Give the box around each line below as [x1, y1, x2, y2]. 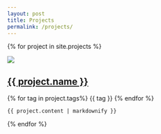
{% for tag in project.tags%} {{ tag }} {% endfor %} [7, 94, 155, 103]
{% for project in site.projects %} [7, 43, 102, 51]
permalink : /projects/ [7, 23, 73, 30]
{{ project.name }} [7, 75, 89, 87]
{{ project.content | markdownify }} [7, 107, 117, 115]
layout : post [7, 10, 45, 17]
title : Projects [7, 17, 54, 24]
